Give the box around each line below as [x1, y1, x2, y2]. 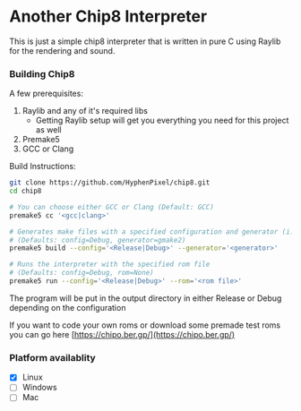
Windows [21, 382, 57, 393]
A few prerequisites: [9, 88, 83, 99]
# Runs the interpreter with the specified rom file [9, 260, 211, 270]
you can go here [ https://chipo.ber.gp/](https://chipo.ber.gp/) [9, 329, 236, 339]
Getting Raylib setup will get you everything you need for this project [35, 115, 289, 126]
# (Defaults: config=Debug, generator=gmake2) [9, 235, 186, 244]
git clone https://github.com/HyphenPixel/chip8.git [9, 178, 211, 187]
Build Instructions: [9, 161, 76, 172]
